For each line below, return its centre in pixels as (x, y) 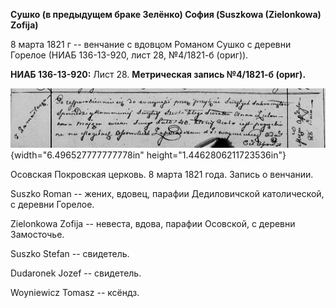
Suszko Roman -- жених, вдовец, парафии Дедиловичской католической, (167, 194)
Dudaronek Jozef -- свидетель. (76, 273)
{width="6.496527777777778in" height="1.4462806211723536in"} (148, 155)
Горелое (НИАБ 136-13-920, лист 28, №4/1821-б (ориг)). (129, 55)
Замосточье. (37, 235)
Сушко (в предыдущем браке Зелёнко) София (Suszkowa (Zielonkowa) (166, 14)
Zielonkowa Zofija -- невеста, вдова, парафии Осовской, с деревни (153, 224)
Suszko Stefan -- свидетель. (70, 254)
